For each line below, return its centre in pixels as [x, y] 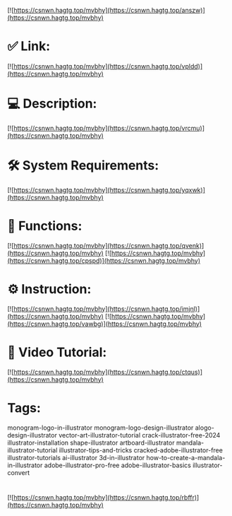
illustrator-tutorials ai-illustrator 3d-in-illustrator [76, 457]
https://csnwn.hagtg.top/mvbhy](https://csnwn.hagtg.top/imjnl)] [107, 309]
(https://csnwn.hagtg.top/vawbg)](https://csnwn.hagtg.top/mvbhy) [105, 324]
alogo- [205, 428]
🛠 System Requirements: [83, 166]
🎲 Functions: [45, 226]
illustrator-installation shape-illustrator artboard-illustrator [91, 442]
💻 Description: [52, 104]
